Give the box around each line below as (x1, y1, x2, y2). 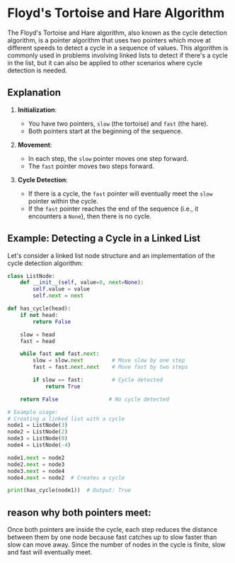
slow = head (20, 331, 55, 338)
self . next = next (33, 292, 84, 299)
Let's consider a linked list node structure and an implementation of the (7, 251, 215, 260)
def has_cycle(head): (7, 305, 71, 313)
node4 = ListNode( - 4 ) (7, 442, 71, 449)
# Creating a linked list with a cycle (7, 415, 125, 423)
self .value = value (33, 286, 91, 293)
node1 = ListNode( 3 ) (7, 422, 69, 429)
